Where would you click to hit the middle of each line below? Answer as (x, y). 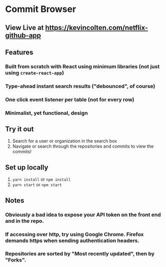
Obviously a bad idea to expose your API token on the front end (83, 215)
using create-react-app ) (35, 72)
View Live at (24, 28)
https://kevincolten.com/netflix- (97, 28)
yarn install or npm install (41, 179)
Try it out (19, 129)
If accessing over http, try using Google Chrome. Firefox (75, 234)
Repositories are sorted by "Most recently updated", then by (80, 254)
